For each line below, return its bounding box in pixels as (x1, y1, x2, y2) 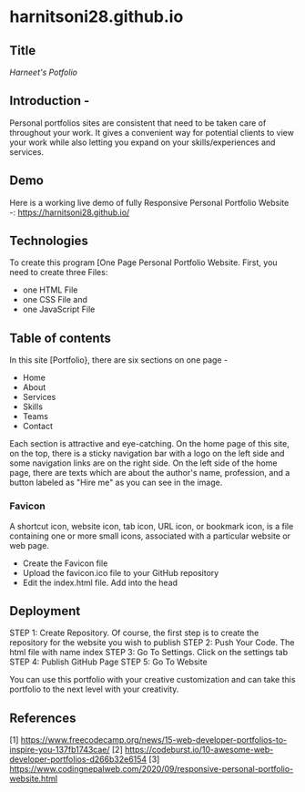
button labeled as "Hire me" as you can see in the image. (9, 477, 223, 489)
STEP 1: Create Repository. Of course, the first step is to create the (9, 627, 259, 639)
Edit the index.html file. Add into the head (22, 577, 178, 588)
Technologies (9, 233, 89, 249)
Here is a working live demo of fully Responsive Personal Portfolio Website (9, 197, 290, 208)
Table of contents (9, 330, 111, 345)
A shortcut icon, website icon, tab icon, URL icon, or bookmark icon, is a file (9, 520, 294, 531)
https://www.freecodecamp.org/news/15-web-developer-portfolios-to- (20, 735, 288, 746)
